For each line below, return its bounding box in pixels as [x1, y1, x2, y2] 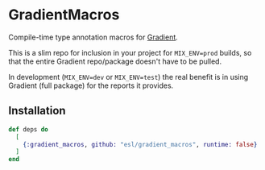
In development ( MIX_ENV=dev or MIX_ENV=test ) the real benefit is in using [8, 72, 249, 81]
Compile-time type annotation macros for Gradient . [8, 32, 179, 42]
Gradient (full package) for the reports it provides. [8, 81, 174, 90]
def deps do [8, 125, 48, 134]
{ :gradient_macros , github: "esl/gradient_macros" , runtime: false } [23, 140, 258, 148]
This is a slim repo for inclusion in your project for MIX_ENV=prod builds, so [8, 48, 252, 57]
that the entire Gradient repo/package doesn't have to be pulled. [8, 56, 222, 66]
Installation [8, 104, 66, 118]
